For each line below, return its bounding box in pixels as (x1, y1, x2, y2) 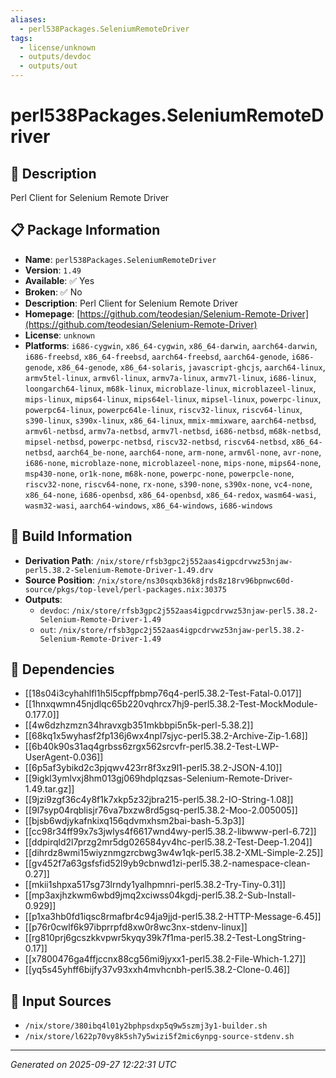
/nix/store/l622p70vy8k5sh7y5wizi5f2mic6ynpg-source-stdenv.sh (24, 1032, 295, 1042)
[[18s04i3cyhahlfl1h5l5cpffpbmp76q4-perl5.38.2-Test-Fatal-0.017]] (24, 687, 302, 700)
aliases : (10, 14, 47, 25)
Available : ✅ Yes (24, 274, 95, 286)
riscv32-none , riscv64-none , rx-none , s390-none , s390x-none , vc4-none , (24, 477, 313, 490)
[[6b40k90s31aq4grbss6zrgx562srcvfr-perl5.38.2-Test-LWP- (24, 741, 280, 753)
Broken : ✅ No (24, 286, 83, 298)
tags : (10, 33, 33, 43)
